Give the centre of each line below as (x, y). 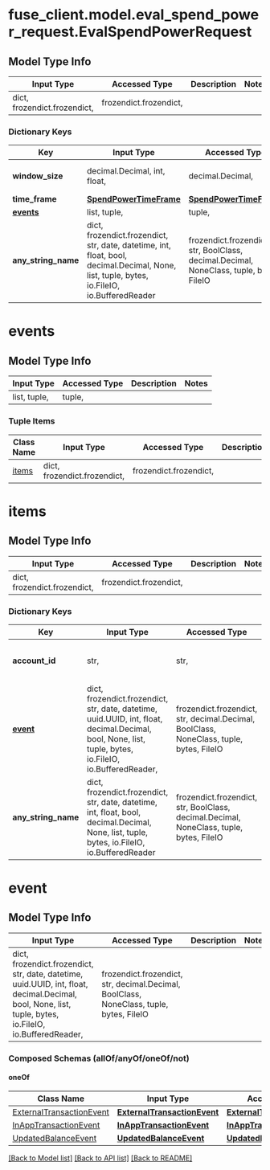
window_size (38, 176)
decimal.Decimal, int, (126, 171)
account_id (34, 661)
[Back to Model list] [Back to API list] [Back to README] (100, 1158)
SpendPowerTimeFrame (134, 199)
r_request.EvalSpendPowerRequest (130, 32)
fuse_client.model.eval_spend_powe (134, 15)
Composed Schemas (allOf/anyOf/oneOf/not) (99, 1058)
